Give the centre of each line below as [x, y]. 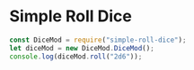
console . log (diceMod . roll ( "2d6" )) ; [76, 56]
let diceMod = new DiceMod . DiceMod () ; [82, 48]
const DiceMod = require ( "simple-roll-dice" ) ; [98, 40]
